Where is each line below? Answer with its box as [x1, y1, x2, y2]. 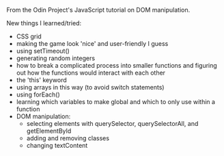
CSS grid [16, 32, 42, 40]
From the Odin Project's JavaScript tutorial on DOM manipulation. [6, 6, 191, 14]
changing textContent [26, 142, 88, 149]
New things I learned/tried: [6, 19, 82, 27]
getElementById [26, 127, 72, 135]
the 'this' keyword [16, 76, 68, 84]
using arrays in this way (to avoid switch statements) [16, 83, 165, 91]
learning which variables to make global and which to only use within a [16, 98, 216, 105]
